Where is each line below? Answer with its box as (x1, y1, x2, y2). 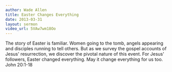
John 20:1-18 (5, 62, 33, 68)
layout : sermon (5, 21, 38, 27)
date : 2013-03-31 (5, 17, 42, 22)
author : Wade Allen (5, 7, 47, 13)
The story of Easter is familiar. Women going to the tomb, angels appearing (5, 40, 164, 46)
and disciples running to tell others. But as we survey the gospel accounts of (5, 46, 167, 52)
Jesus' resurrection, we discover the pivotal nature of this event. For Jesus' (5, 51, 165, 57)
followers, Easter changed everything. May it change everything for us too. (5, 56, 163, 62)
